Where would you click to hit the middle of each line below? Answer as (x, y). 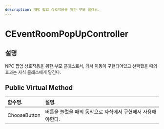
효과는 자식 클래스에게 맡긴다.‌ (33, 72)
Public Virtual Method (39, 88)
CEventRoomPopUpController (67, 34)
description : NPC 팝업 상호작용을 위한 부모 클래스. (52, 10)
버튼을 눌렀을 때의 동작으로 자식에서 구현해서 (93, 112)
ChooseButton (24, 115)
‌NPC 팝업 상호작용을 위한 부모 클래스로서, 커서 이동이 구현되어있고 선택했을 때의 (81, 66)
